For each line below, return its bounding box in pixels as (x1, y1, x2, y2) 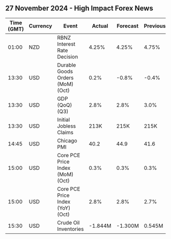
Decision (56, 53, 78, 60)
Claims (56, 129, 74, 136)
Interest (56, 40, 75, 47)
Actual (92, 22, 108, 29)
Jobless (56, 122, 76, 129)
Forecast (117, 22, 139, 29)
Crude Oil (56, 219, 80, 226)
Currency (28, 22, 52, 29)
